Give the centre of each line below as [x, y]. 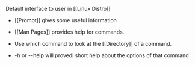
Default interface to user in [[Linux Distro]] [58, 9]
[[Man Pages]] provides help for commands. [69, 32]
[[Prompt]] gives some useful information [65, 20]
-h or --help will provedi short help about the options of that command [101, 55]
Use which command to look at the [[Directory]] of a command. [93, 44]
